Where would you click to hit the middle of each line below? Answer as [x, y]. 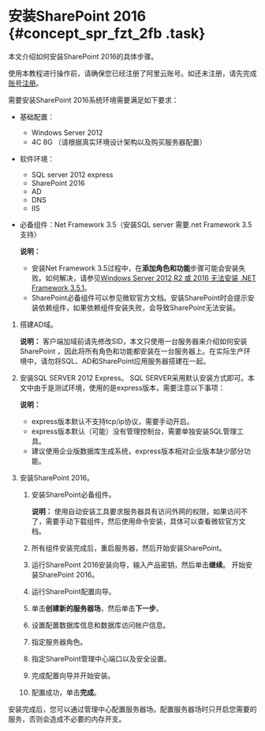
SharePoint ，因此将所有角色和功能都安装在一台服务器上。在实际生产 [132, 351]
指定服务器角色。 [59, 642]
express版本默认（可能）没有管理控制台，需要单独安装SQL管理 [134, 431]
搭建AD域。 [38, 324]
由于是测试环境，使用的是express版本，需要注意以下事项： [129, 388]
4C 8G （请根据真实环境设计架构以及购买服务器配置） [119, 142]
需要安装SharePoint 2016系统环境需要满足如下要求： [93, 100]
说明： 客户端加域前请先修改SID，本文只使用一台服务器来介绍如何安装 [133, 341]
